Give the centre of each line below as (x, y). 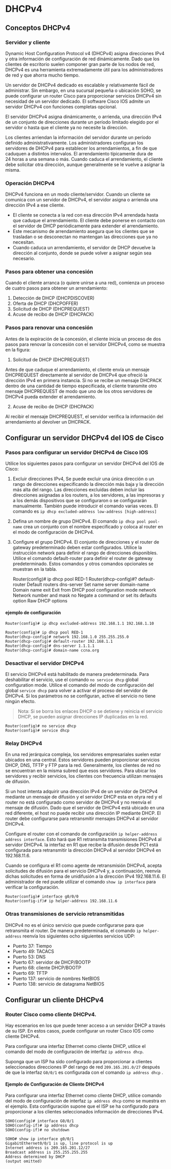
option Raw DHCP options (40, 601)
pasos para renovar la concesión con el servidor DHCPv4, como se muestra (85, 344)
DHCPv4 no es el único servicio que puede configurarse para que (75, 925)
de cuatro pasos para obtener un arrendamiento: (56, 288)
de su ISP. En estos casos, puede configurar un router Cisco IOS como (80, 1031)
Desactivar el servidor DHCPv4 (45, 663)
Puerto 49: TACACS (33, 951)
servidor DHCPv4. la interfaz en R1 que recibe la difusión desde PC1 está (82, 845)
